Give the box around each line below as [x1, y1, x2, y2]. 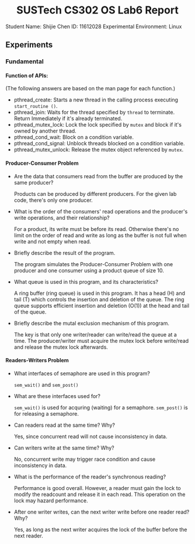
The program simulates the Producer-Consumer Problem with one [13, 260, 173, 267]
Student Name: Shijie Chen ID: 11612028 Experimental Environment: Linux [5, 23, 182, 30]
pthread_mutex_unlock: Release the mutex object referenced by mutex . [13, 146, 184, 153]
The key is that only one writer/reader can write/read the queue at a [13, 331, 177, 338]
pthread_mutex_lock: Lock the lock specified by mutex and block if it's [13, 121, 182, 128]
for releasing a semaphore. [13, 410, 79, 417]
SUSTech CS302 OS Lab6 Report [16, 4, 179, 17]
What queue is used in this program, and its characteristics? [13, 278, 159, 285]
